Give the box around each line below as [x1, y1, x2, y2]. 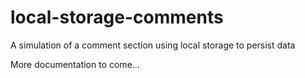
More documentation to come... [10, 58, 140, 70]
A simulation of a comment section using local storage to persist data [10, 39, 296, 51]
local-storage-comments [10, 6, 224, 29]
